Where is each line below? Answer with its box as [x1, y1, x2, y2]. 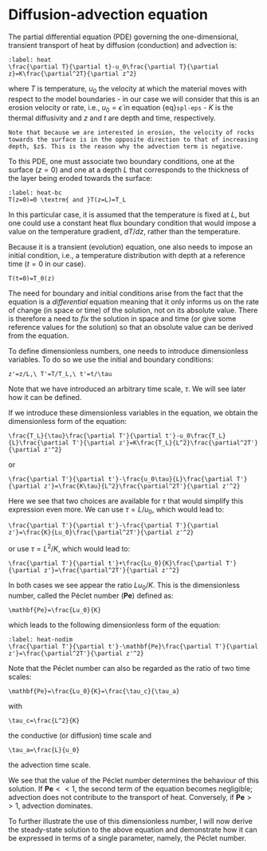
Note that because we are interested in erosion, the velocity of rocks [8, 128, 255, 136]
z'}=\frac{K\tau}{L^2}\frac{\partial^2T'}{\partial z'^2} [43, 482, 241, 490]
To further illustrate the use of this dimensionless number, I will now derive [8, 816, 253, 826]
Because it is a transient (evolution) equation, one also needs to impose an [8, 241, 253, 252]
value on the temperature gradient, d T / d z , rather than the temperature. [8, 226, 241, 236]
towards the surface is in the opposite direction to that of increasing [8, 135, 259, 143]
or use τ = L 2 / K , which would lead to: [8, 543, 131, 553]
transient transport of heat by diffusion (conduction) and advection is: [8, 40, 238, 49]
